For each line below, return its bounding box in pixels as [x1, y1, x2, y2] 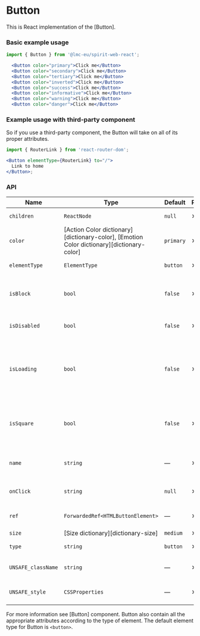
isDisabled [9, 323, 40, 329]
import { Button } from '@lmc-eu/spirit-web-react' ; [6, 52, 140, 58]
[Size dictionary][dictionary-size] [63, 529, 158, 538]
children [9, 213, 34, 220]
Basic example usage [6, 38, 70, 47]
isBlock [9, 291, 31, 297]
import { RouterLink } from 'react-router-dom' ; [6, 147, 129, 153]
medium [164, 530, 183, 537]
